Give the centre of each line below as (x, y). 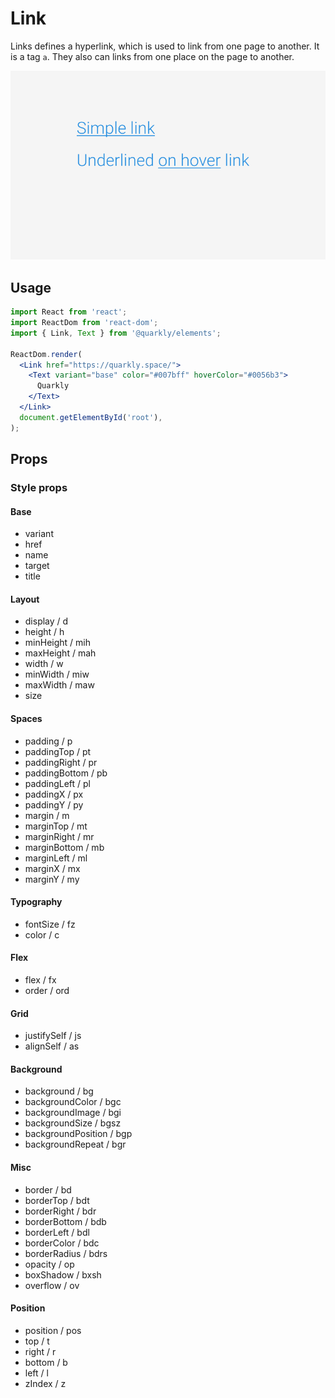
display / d (46, 621)
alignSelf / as (52, 1046)
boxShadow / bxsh (63, 1274)
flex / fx (40, 979)
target (37, 566)
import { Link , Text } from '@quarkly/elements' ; (116, 333)
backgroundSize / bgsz (73, 1123)
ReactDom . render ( (46, 354)
